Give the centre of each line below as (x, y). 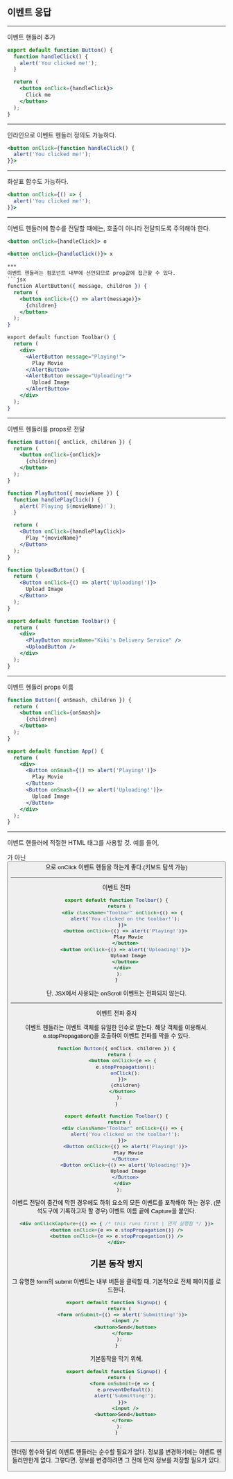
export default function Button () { (60, 50)
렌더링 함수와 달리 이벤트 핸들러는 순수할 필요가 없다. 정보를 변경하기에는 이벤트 (113, 1452)
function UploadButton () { (46, 570)
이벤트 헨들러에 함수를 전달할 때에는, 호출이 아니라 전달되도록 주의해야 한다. (109, 228)
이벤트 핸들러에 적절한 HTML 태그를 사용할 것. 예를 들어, (83, 843)
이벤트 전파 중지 (116, 1014)
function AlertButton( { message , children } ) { (77, 287)
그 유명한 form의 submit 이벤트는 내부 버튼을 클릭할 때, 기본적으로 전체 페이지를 (113, 1282)
